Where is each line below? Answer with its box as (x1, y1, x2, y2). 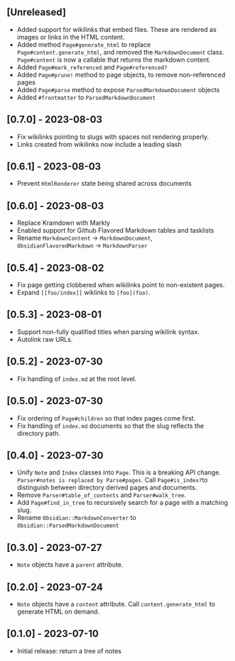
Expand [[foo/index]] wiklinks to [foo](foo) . (16, 288, 151, 297)
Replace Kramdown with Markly (16, 218, 111, 227)
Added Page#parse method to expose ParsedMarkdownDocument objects (16, 85, 220, 94)
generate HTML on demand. (16, 607, 100, 616)
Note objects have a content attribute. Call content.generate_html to (16, 599, 216, 608)
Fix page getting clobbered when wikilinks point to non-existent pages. (16, 281, 225, 289)
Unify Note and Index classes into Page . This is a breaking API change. (16, 468, 222, 477)
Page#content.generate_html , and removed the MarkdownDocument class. (16, 48, 224, 56)
